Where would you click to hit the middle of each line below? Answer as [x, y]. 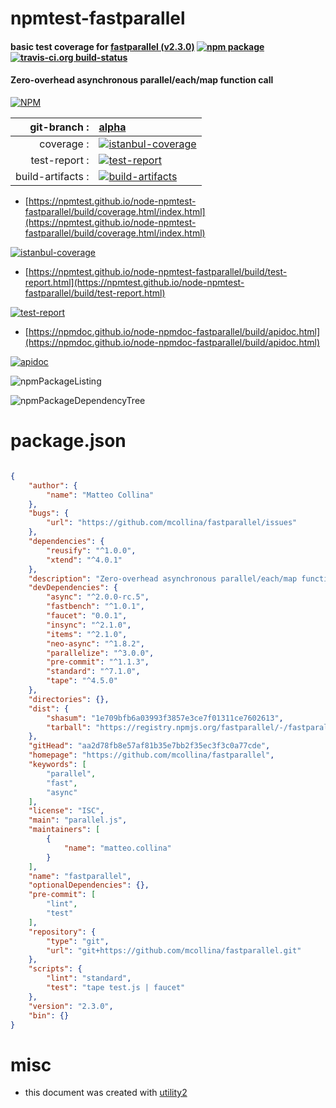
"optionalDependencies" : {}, [89, 885]
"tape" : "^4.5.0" [82, 681]
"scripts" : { [55, 969]
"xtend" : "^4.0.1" [84, 560]
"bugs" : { [49, 513]
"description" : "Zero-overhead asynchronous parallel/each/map [163, 578]
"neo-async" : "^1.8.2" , [95, 643]
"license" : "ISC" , [66, 811]
